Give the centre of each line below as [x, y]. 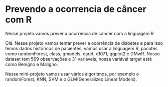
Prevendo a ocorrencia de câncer [76, 9]
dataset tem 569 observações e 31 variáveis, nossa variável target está [78, 59]
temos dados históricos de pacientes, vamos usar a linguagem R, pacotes [81, 48]
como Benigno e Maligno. [32, 64]
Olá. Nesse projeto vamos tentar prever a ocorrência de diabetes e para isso [84, 43]
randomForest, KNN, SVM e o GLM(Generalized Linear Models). [71, 79]
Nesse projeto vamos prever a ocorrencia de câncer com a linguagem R [79, 33]
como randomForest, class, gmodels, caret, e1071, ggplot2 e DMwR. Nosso [82, 54]
